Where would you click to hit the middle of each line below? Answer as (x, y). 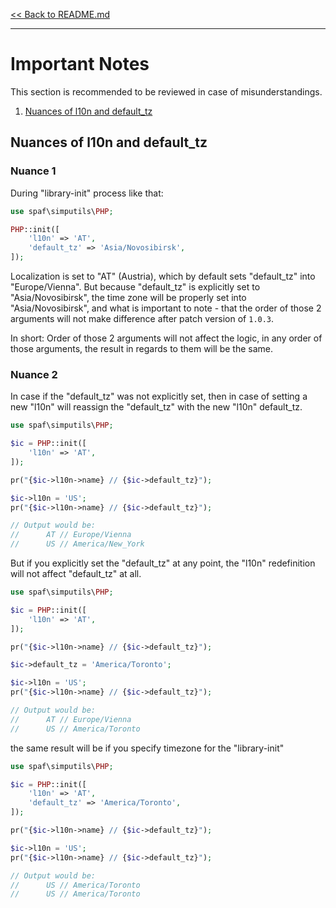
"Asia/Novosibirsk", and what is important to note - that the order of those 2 (166, 308)
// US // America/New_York (77, 544)
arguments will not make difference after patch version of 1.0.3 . (142, 318)
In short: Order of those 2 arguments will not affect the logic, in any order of (166, 338)
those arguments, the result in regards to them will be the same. (142, 348)
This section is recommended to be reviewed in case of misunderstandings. (166, 91)
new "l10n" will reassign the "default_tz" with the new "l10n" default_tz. (156, 407)
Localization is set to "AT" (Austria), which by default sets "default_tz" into (163, 276)
